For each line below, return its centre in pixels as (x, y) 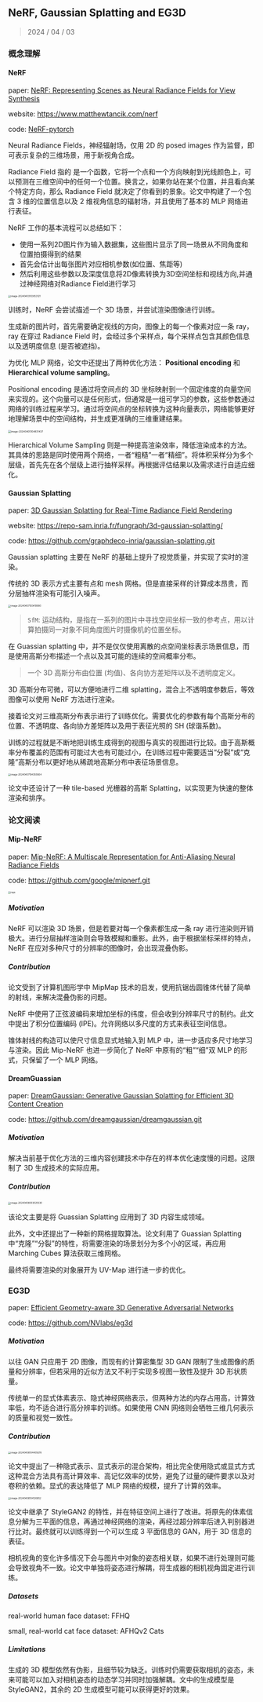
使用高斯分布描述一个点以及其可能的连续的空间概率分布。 (107, 656)
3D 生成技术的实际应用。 (63, 1168)
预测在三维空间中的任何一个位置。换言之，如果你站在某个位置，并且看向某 (135, 181)
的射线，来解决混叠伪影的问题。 (59, 997)
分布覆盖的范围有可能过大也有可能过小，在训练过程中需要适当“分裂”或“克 (132, 752)
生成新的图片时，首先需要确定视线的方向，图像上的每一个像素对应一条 (121, 327)
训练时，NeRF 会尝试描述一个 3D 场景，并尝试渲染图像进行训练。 (113, 310)
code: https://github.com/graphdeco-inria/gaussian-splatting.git (112, 541)
